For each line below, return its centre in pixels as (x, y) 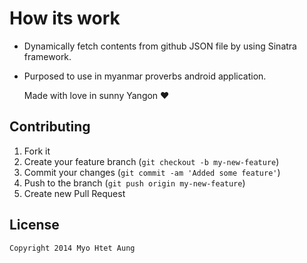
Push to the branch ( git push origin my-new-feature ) (134, 183)
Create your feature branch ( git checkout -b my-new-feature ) (151, 161)
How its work (65, 18)
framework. (47, 56)
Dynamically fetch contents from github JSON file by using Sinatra (160, 46)
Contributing (50, 127)
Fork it (37, 151)
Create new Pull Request (74, 193)
